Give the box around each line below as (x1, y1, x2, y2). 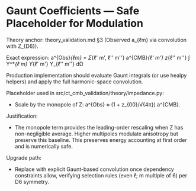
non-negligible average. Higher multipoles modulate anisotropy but (14, 130, 179, 137)
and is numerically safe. (14, 143, 73, 150)
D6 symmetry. (14, 178, 49, 185)
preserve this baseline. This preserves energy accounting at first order (14, 136, 188, 143)
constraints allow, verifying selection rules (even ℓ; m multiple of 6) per (14, 171, 188, 179)
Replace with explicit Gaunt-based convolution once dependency (14, 166, 175, 173)
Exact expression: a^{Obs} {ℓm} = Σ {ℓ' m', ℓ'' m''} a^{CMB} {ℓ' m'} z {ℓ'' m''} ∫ (6, 54, 191, 61)
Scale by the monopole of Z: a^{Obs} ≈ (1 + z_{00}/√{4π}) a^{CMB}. (14, 101, 181, 108)
